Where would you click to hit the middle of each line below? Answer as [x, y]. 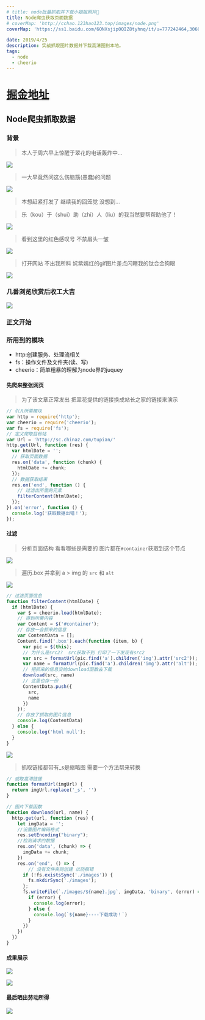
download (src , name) [49, 675]
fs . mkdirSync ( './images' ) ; [63, 881]
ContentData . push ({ [47, 686]
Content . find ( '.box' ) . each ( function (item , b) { [80, 641]
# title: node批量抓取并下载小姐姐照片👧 [53, 12]
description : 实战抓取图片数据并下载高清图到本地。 [65, 46]
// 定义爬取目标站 [27, 434]
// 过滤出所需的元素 [40, 491]
